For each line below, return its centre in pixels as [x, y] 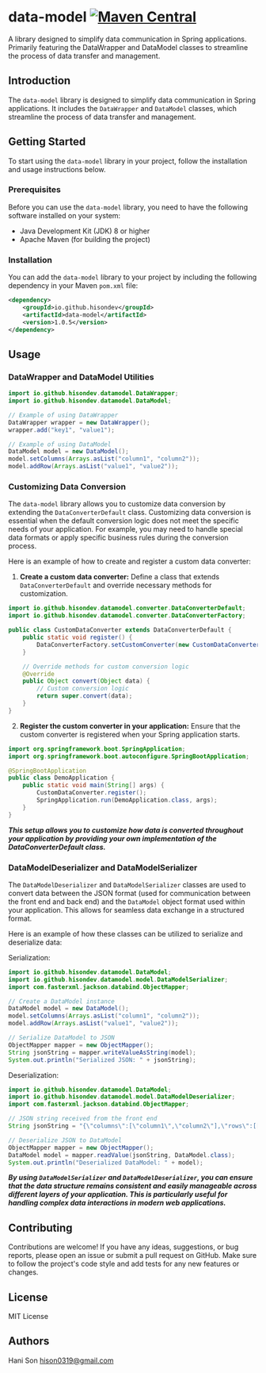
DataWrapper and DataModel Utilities [81, 377]
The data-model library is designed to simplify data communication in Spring [132, 100]
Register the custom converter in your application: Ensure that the [130, 725]
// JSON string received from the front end [83, 1119]
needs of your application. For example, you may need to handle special [125, 529]
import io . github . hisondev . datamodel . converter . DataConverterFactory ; [127, 616]
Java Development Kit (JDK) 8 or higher [85, 231]
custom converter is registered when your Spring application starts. [129, 734]
